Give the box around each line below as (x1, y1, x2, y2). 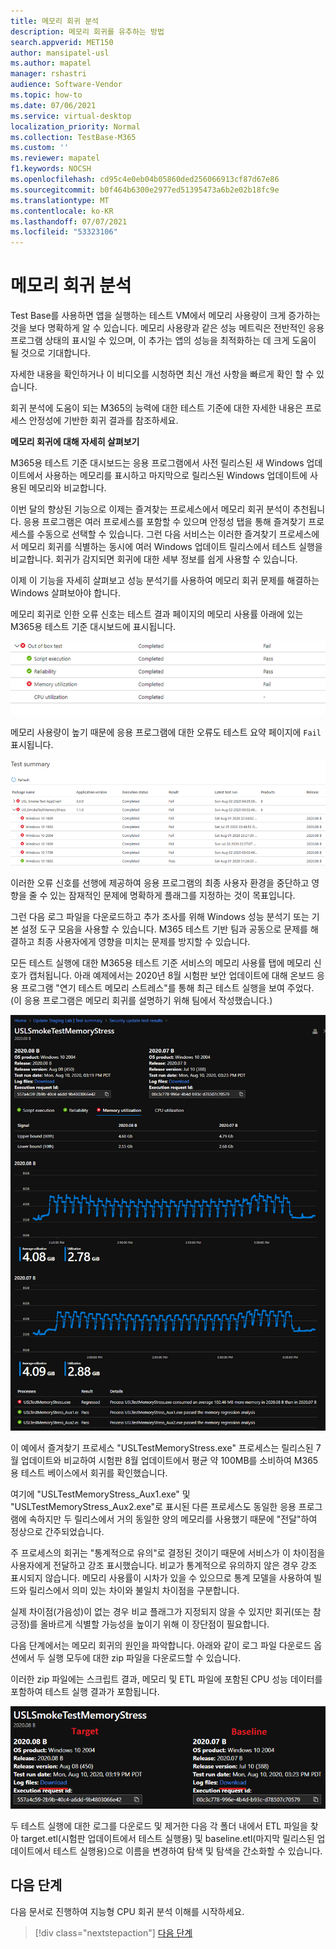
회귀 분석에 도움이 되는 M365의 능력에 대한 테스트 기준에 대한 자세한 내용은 (10, 402, 303, 414)
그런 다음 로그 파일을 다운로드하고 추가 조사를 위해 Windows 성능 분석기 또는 (10, 911, 310, 923)
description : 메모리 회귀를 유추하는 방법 (10, 26, 165, 37)
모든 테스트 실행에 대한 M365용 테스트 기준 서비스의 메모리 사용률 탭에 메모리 (10, 957, 312, 969)
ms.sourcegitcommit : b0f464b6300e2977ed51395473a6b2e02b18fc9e (10, 185, 280, 195)
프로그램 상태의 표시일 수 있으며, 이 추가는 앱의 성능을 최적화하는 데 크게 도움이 (10, 335, 317, 347)
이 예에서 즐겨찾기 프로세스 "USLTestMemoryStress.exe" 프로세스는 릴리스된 (10, 1442, 314, 1454)
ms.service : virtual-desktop (10, 111, 132, 121)
